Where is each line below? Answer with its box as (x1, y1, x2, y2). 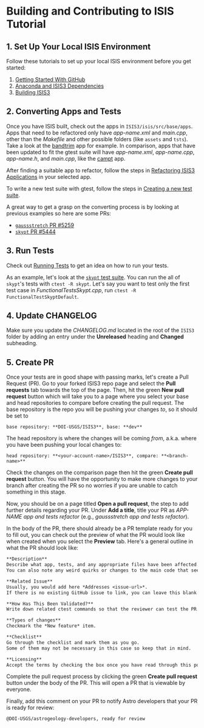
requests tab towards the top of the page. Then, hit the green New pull (6, 387, 185, 394)
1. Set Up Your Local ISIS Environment (6, 41, 151, 52)
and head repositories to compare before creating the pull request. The (6, 399, 184, 407)
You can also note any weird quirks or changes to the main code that (6, 567, 189, 573)
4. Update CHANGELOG (6, 310, 97, 321)
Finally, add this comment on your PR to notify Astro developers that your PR (6, 698, 198, 705)
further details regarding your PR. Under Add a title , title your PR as (6, 506, 175, 514)
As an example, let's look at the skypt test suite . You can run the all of (6, 273, 180, 281)
